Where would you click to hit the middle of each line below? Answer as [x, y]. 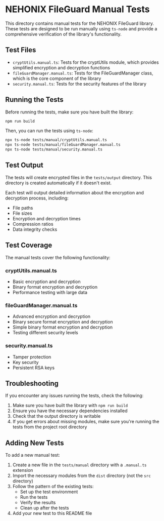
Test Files [21, 50]
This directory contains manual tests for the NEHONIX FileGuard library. [79, 23]
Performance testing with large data [50, 292]
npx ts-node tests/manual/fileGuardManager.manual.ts [63, 145]
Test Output [24, 165]
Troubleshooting [32, 383]
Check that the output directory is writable [57, 416]
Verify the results [38, 503]
